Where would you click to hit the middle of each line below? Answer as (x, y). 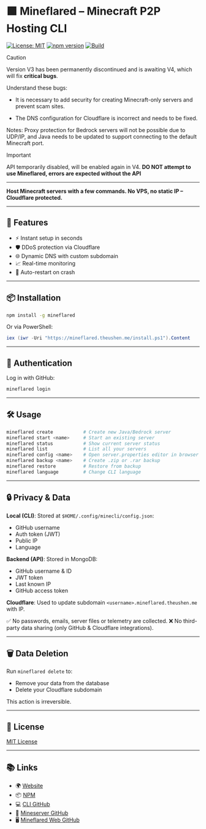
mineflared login (29, 389)
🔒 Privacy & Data (38, 498)
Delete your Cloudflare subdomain (59, 690)
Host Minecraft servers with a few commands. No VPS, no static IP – (95, 191)
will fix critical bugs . (32, 76)
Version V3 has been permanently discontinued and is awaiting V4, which (99, 69)
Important (19, 155)
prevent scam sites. (40, 106)
